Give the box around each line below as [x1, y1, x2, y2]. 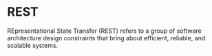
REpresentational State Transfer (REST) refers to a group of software [7, 27, 202, 35]
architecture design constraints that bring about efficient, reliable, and [7, 33, 206, 42]
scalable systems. [7, 41, 59, 49]
